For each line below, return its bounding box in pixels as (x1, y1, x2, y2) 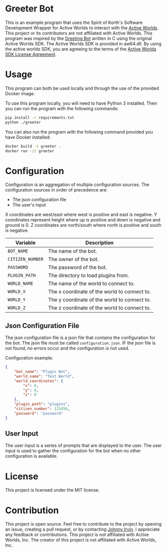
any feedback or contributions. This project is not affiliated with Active (5, 532, 149, 538)
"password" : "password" (14, 411, 64, 416)
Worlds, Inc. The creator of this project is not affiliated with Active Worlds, (5, 537, 157, 543)
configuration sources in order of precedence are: (5, 187, 108, 193)
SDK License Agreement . (5, 51, 57, 57)
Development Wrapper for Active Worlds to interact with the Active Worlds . (5, 24, 159, 30)
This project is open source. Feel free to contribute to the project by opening (5, 521, 162, 527)
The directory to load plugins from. (48, 272, 129, 279)
